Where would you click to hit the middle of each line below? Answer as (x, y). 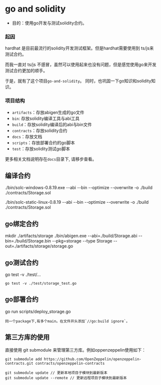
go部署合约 (22, 299)
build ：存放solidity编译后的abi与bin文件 (52, 124)
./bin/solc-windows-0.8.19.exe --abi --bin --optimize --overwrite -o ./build (79, 188)
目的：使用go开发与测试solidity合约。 (49, 23)
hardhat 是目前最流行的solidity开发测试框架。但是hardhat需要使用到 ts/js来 (79, 48)
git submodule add (23, 359)
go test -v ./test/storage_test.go (41, 283)
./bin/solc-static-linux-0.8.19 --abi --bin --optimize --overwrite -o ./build (77, 202)
